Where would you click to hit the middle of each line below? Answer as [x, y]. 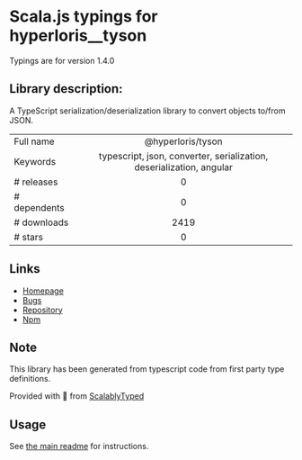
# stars [28, 237]
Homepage [43, 291]
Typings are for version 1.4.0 [62, 60]
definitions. [30, 379]
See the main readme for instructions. [79, 446]
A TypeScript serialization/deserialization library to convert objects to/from [147, 111]
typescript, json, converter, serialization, [183, 156]
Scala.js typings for [84, 17]
